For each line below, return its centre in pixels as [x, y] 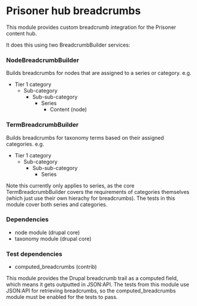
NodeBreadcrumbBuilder [43, 60]
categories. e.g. [25, 144]
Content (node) [68, 110]
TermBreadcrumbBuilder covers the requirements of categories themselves [98, 192]
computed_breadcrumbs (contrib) [56, 267]
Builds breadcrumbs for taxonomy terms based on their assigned [85, 137]
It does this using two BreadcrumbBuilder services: [68, 45]
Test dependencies [34, 254]
